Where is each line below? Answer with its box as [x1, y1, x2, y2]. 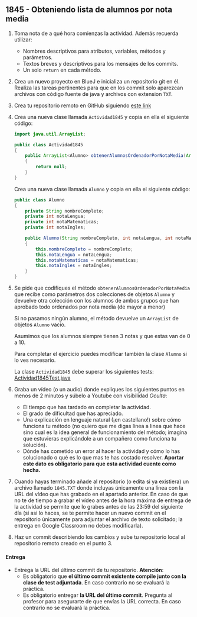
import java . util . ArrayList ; [14, 131, 86, 137]
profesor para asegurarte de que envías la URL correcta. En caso [22, 598, 181, 605]
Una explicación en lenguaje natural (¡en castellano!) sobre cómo [22, 416, 181, 423]
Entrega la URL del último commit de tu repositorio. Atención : [14, 567, 164, 574]
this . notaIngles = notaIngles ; [35, 263, 113, 269]
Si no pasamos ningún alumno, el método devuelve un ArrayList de [14, 315, 179, 322]
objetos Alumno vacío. [14, 321, 66, 328]
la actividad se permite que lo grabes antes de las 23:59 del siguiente [14, 503, 183, 510]
